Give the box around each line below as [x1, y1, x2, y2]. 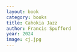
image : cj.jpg [6, 36, 42, 42]
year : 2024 [6, 31, 34, 37]
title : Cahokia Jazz [6, 20, 58, 26]
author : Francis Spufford [6, 25, 71, 32]
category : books [6, 14, 47, 20]
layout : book [6, 8, 39, 15]
